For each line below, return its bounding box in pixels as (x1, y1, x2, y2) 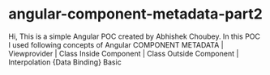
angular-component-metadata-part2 (8, 5, 264, 23)
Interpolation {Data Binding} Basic (8, 57, 122, 67)
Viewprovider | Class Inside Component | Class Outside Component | (8, 48, 239, 58)
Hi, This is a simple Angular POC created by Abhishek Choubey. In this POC (8, 31, 261, 41)
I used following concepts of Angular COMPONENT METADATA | (8, 40, 225, 49)
